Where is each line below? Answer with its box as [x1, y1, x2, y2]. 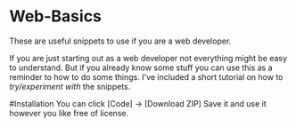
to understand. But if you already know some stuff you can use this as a [9, 62, 274, 73]
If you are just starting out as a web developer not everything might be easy [9, 52, 288, 63]
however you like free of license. [9, 107, 129, 118]
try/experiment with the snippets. [9, 81, 131, 91]
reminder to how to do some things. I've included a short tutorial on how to [9, 71, 284, 82]
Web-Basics [9, 6, 103, 27]
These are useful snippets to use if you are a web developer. [9, 36, 232, 46]
